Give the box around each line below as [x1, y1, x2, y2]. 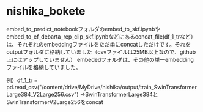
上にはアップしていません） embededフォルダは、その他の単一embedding [6, 56, 194, 63]
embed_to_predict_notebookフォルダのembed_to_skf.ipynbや [6, 25, 161, 32]
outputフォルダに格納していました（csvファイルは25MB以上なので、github [6, 48, 196, 56]
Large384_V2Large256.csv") [6, 91, 79, 98]
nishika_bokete [6, 4, 86, 18]
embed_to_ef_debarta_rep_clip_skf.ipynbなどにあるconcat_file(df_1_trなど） [6, 32, 196, 40]
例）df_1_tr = [6, 77, 38, 84]
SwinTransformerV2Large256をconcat [6, 98, 104, 105]
